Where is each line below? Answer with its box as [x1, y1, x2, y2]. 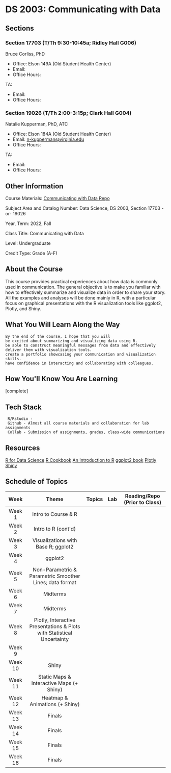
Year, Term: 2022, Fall [5, 220, 51, 227]
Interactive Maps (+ [31, 680, 78, 687]
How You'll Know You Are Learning [5, 375, 118, 383]
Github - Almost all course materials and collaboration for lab [7, 421, 149, 426]
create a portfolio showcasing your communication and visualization [5, 352, 156, 357]
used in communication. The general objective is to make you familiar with [5, 284, 161, 290]
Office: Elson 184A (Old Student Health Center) [12, 131, 111, 137]
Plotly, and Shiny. [5, 305, 42, 312]
